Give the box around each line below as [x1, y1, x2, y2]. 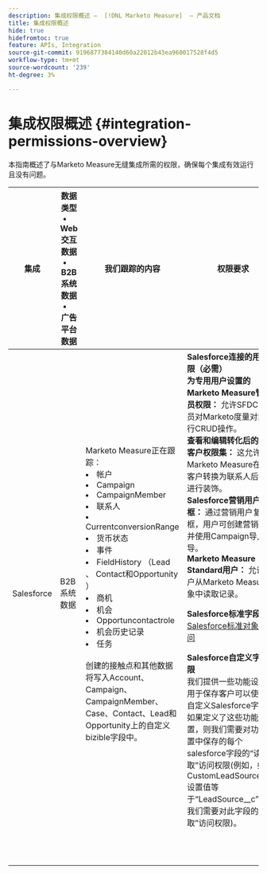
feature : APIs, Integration [8, 41, 102, 49]
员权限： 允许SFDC [186, 399, 259, 410]
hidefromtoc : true [8, 33, 69, 42]
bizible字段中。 [85, 731, 142, 743]
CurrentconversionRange [85, 521, 180, 532]
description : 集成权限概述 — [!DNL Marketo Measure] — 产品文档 [8, 11, 221, 20]
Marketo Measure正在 [85, 445, 168, 456]
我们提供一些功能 [186, 676, 251, 687]
